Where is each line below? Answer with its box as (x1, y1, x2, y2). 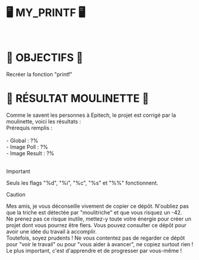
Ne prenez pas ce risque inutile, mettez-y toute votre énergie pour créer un (6, 215, 191, 222)
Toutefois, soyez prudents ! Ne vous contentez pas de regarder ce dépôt (6, 234, 185, 241)
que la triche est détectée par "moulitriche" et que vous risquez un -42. (6, 208, 182, 216)
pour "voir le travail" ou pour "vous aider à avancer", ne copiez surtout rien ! (6, 240, 194, 247)
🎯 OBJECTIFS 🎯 (6, 51, 84, 65)
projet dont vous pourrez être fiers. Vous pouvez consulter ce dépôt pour (6, 221, 187, 229)
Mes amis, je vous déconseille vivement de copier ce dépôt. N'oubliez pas (6, 202, 189, 210)
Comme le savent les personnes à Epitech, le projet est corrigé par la (6, 111, 176, 119)
